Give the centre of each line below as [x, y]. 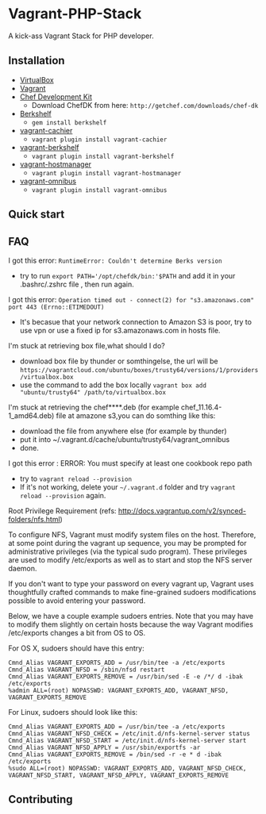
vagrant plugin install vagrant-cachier [99, 140]
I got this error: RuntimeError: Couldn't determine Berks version [115, 260]
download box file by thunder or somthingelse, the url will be [119, 361]
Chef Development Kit [56, 97]
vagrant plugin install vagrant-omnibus [99, 190]
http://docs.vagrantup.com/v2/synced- [182, 511]
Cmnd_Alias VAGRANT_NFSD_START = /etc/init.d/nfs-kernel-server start [127, 740]
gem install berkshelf [69, 123]
